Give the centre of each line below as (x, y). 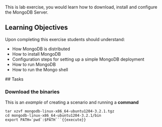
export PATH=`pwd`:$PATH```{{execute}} (46, 120)
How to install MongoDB (36, 54)
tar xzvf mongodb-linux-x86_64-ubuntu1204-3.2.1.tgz (60, 111)
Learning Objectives (37, 28)
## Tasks (14, 79)
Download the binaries (32, 91)
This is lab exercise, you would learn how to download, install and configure (81, 7)
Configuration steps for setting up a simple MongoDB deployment (78, 59)
